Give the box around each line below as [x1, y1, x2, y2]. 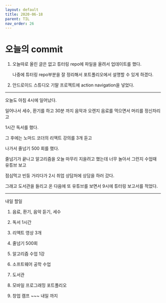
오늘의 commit [5, 44, 63, 55]
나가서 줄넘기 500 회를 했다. [5, 145, 59, 151]
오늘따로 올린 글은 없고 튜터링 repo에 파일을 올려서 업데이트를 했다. [12, 61, 142, 67]
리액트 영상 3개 [12, 230, 42, 236]
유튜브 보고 [5, 162, 27, 168]
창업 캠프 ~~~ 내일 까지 [12, 293, 58, 299]
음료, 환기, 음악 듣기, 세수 [12, 209, 61, 215]
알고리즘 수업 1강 [12, 251, 45, 257]
